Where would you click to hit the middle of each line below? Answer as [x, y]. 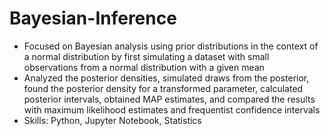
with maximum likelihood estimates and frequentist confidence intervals [172, 109]
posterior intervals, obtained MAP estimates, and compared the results [169, 99]
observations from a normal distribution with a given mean [144, 67]
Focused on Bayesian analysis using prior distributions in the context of [171, 46]
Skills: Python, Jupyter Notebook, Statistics [112, 120]
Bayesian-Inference [93, 18]
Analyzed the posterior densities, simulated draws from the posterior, [166, 78]
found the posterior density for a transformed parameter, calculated [163, 88]
